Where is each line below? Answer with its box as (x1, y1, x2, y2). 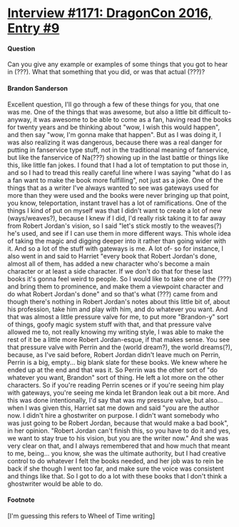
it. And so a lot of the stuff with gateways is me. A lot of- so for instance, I (7, 244, 223, 253)
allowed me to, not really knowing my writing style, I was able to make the (7, 327, 224, 336)
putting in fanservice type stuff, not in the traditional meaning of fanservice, (7, 145, 230, 154)
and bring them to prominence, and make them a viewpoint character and (7, 282, 224, 291)
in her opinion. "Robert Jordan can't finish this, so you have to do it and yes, (7, 426, 230, 435)
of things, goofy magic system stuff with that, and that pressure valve (7, 320, 212, 328)
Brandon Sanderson (7, 84, 68, 92)
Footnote (7, 496, 35, 504)
